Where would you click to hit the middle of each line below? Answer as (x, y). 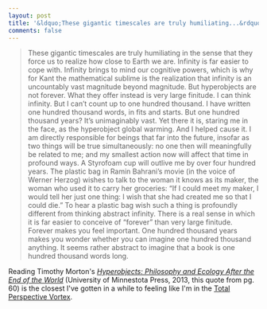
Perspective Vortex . (41, 297)
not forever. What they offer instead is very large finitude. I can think (139, 96)
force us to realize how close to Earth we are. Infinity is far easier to (138, 61)
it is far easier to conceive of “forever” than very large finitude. (130, 222)
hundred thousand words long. (78, 256)
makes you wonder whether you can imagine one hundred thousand (139, 239)
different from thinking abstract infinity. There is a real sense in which (141, 214)
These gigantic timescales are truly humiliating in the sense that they (140, 53)
